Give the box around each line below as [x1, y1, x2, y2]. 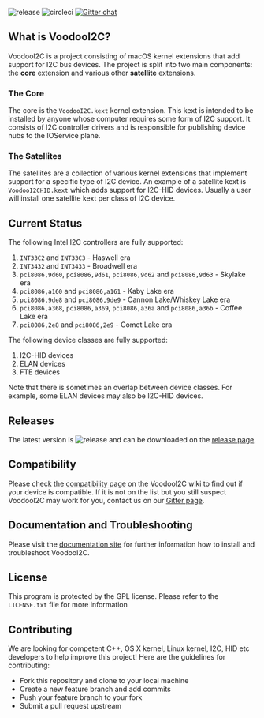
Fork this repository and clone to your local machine [19, 676, 189, 686]
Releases [8, 414, 54, 427]
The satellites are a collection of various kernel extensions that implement [8, 168, 247, 178]
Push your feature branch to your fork [19, 693, 143, 702]
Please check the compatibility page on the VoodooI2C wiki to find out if [8, 479, 243, 488]
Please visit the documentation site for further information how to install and [8, 539, 255, 549]
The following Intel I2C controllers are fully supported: [8, 238, 184, 247]
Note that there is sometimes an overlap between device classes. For [8, 383, 232, 393]
